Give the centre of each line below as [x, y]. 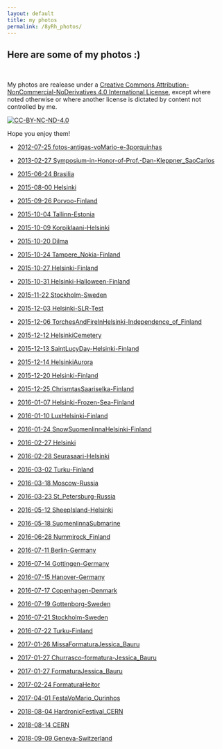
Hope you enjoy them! [39, 134]
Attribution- [172, 85]
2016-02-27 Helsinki [46, 443]
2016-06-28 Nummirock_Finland [64, 537]
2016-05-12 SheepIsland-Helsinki [65, 510]
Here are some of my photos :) [74, 54]
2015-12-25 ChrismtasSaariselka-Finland [75, 389]
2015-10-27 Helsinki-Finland [58, 268]
